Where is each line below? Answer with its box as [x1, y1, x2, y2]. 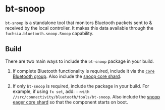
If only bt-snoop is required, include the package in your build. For [12, 83, 150, 89]
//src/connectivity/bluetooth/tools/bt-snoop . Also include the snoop [12, 93, 160, 99]
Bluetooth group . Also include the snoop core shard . [12, 73, 122, 79]
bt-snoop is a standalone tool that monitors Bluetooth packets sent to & [5, 20, 152, 26]
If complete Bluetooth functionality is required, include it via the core [12, 68, 155, 74]
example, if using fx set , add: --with [12, 88, 90, 94]
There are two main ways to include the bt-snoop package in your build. [5, 58, 154, 64]
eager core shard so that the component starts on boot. [12, 99, 129, 105]
